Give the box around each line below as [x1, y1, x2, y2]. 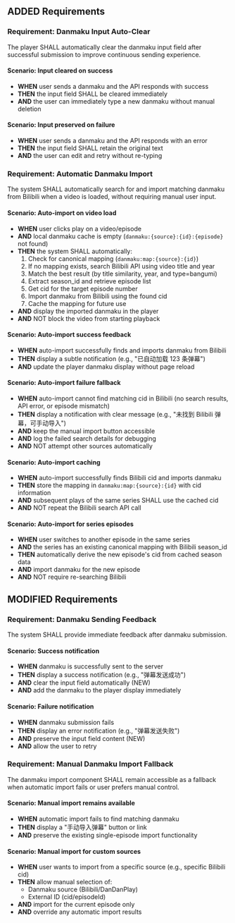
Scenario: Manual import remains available [7, 799, 136, 807]
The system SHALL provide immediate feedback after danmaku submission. [7, 630, 227, 639]
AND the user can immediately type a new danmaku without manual [17, 97, 215, 105]
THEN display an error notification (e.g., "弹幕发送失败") [17, 726, 180, 735]
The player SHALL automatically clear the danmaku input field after [7, 42, 202, 51]
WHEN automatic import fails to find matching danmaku [17, 814, 179, 823]
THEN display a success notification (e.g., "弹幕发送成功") [17, 671, 186, 679]
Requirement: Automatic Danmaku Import [7, 169, 153, 179]
